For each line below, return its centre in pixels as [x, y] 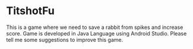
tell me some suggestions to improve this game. [65, 40]
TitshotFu [30, 11]
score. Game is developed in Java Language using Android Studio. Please [96, 33]
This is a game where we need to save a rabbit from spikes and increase [95, 27]
